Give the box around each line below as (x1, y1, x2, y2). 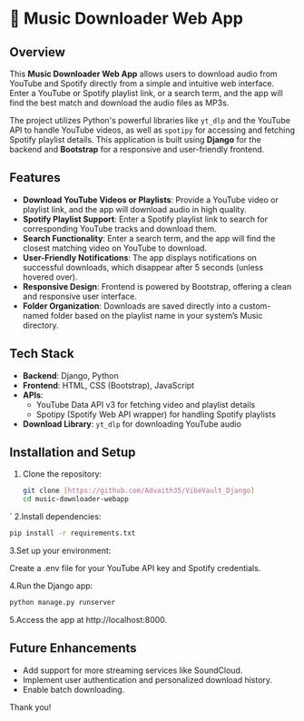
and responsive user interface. (22, 291, 138, 301)
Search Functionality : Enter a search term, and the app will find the (22, 232, 276, 243)
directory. (22, 320, 59, 331)
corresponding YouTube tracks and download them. (22, 222, 218, 234)
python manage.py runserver (9, 598, 116, 607)
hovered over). (22, 272, 78, 282)
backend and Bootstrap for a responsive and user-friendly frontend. (9, 144, 265, 154)
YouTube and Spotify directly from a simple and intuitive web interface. (9, 78, 275, 89)
